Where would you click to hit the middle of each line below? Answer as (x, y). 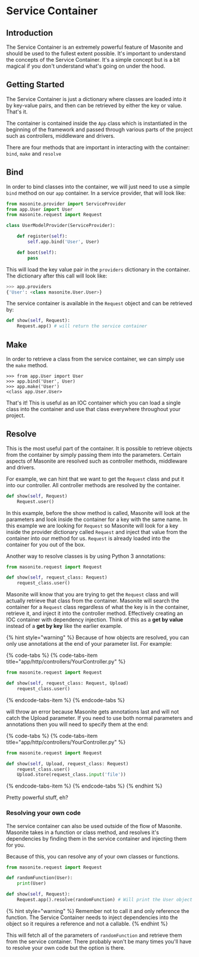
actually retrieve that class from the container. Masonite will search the (93, 601)
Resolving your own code (44, 813)
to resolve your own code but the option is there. (66, 947)
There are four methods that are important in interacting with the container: (98, 147)
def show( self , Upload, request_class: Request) (67, 764)
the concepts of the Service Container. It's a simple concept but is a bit (93, 60)
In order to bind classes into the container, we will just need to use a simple (98, 187)
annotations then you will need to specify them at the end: (77, 724)
